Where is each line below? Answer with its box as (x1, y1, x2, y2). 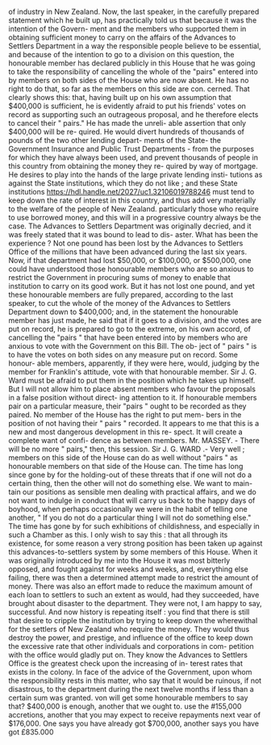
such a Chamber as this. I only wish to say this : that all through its (8, 530, 228, 539)
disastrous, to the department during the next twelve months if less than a (8, 684, 254, 693)
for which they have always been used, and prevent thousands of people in (8, 153, 258, 162)
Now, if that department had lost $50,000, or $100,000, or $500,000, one (8, 256, 252, 265)
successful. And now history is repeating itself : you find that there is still (8, 607, 250, 617)
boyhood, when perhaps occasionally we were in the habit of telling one (8, 504, 248, 513)
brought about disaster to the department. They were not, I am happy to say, (8, 599, 262, 608)
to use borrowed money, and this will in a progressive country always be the (8, 213, 262, 222)
